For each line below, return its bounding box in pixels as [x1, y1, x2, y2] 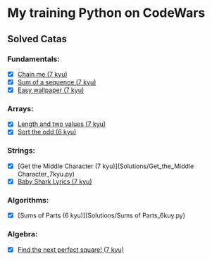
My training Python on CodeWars [7, 5, 206, 21]
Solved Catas [7, 33, 67, 45]
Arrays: [7, 103, 34, 113]
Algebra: [7, 229, 38, 239]
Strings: [7, 146, 36, 155]
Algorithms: [7, 195, 49, 205]
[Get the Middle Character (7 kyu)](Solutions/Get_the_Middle [17, 162, 194, 170]
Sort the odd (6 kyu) [17, 128, 77, 136]
